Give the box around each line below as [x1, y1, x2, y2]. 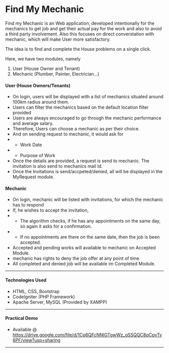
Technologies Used [5, 277, 47, 283]
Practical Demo [5, 315, 38, 321]
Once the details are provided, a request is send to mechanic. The [12, 158, 149, 164]
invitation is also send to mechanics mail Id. [12, 163, 103, 169]
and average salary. [12, 120, 54, 126]
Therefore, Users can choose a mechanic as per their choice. [12, 126, 140, 132]
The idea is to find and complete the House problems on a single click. [5, 46, 151, 52]
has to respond [12, 202, 44, 208]
